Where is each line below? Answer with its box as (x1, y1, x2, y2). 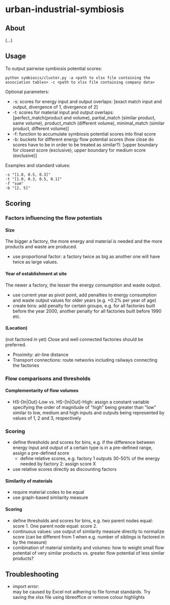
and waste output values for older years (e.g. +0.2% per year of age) (12, 297, 157, 303)
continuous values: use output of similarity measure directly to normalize (12, 528, 164, 534)
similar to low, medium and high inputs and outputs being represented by (12, 409, 165, 416)
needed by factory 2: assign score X (20, 461, 96, 467)
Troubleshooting (5, 570, 59, 579)
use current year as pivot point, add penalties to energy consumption (12, 292, 157, 298)
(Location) (5, 325, 28, 331)
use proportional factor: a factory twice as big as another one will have (12, 253, 160, 260)
